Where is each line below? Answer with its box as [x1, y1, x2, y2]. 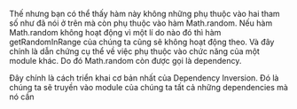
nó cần [9, 91, 35, 102]
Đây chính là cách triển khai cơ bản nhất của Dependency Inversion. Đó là [9, 73, 279, 83]
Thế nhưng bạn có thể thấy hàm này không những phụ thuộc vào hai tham [9, 9, 281, 19]
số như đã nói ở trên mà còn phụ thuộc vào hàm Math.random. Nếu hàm [9, 18, 273, 28]
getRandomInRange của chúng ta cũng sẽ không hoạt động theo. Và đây [9, 36, 275, 47]
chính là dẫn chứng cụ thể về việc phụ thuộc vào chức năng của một [9, 46, 260, 57]
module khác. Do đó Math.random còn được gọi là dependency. [9, 56, 242, 66]
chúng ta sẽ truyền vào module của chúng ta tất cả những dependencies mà [9, 82, 288, 92]
